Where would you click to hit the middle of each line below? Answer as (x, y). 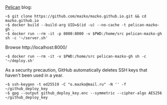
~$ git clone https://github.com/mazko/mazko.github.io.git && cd (76, 16)
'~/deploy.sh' (20, 61)
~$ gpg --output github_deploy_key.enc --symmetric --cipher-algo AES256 (84, 93)
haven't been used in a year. (34, 75)
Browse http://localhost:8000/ (36, 47)
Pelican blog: (18, 7)
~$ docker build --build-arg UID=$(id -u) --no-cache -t (66, 25)
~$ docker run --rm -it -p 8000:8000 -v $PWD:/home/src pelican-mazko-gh (84, 34)
